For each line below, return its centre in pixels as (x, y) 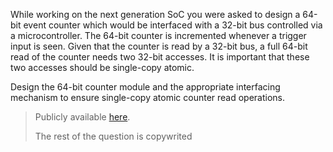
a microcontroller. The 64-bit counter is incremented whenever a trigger (158, 35)
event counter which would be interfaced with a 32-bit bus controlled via (173, 25)
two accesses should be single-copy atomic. (102, 67)
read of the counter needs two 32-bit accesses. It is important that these (160, 57)
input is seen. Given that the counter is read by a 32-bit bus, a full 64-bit (159, 46)
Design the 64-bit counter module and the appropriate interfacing (145, 87)
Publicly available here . (82, 117)
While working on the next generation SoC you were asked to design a (155, 14)
